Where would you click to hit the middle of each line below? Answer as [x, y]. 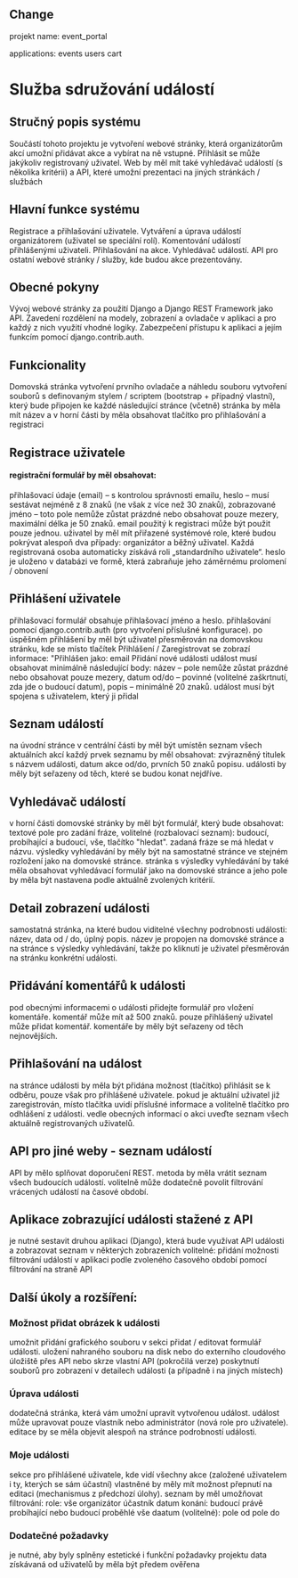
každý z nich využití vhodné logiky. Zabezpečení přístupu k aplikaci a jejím [146, 328]
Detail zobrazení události [80, 908]
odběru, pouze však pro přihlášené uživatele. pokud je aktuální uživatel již [145, 1094]
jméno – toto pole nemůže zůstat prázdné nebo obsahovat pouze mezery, [144, 514]
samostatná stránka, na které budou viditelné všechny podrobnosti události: [148, 929]
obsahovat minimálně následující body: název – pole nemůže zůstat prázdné [149, 667]
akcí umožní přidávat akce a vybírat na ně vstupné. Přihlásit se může [135, 153]
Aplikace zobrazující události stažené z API [131, 1219]
